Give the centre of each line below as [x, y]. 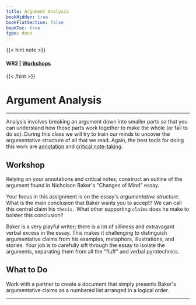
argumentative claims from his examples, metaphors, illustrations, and [90, 239]
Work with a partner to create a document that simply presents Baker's [91, 284]
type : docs [19, 33]
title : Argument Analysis [37, 11]
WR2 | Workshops [29, 63]
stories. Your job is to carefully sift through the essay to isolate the [85, 245]
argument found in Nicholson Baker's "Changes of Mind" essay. [83, 186]
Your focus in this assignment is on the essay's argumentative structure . [93, 197]
